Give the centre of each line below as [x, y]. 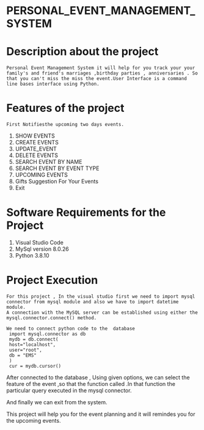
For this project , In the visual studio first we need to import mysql [101, 296]
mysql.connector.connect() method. [52, 318]
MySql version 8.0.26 [42, 249]
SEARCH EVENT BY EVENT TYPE [57, 168]
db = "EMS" [23, 355]
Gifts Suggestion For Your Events [57, 182]
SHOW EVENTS [35, 136]
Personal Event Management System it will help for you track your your [101, 68]
